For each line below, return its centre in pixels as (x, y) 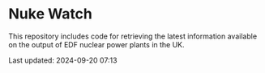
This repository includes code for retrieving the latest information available (133, 36)
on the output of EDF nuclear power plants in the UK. (96, 44)
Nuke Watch (51, 14)
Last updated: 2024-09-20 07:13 (63, 60)
